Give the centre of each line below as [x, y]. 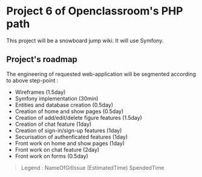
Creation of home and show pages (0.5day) [69, 111]
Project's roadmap [42, 59]
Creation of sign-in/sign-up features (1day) [68, 130]
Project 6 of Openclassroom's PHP [95, 11]
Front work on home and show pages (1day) [70, 143]
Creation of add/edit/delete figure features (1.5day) [78, 117]
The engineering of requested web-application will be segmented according [101, 74]
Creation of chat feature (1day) [53, 124]
